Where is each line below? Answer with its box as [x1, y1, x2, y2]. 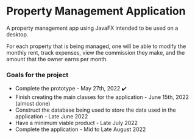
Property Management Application [6, 4, 186, 18]
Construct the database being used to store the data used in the [15, 106, 176, 114]
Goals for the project [6, 70, 69, 79]
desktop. [6, 30, 29, 38]
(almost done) [15, 100, 51, 107]
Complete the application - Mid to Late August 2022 [15, 126, 146, 133]
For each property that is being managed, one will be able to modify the [6, 42, 186, 50]
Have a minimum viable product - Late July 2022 [15, 120, 138, 127]
